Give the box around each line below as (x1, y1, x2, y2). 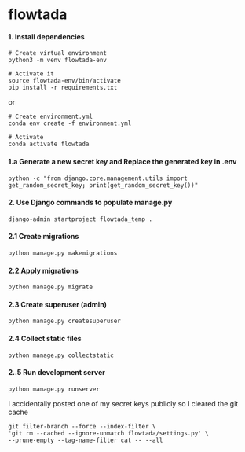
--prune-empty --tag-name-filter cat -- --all (8, 436, 163, 444)
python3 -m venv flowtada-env (8, 57, 108, 64)
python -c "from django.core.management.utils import (8, 175, 188, 182)
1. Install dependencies (8, 31, 85, 41)
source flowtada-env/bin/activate (8, 77, 122, 85)
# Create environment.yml (8, 112, 93, 121)
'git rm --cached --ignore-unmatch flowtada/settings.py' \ (8, 429, 210, 437)
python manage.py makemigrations (8, 249, 118, 257)
